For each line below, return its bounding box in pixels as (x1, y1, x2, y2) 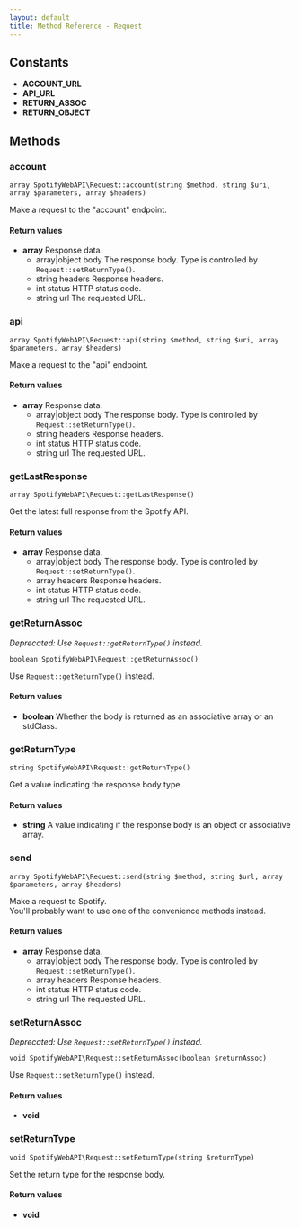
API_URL (22, 88, 56, 99)
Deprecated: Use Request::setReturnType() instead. (9, 1036, 203, 1047)
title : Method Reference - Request (9, 22, 143, 31)
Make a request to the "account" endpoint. (9, 204, 168, 215)
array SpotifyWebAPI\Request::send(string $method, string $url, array (9, 872, 283, 881)
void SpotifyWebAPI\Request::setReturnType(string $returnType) (9, 1152, 255, 1162)
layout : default (9, 13, 70, 22)
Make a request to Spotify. (9, 895, 108, 906)
